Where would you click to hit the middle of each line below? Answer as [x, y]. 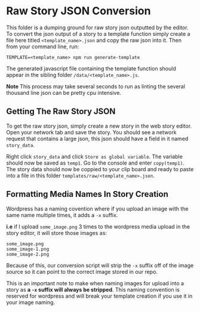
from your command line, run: [43, 47]
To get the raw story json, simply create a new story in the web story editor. [99, 126]
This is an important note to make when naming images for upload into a [95, 283]
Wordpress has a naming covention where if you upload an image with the [97, 208]
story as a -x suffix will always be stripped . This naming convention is [93, 289]
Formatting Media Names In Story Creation [87, 194]
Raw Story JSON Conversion [79, 11]
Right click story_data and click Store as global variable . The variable [95, 156]
